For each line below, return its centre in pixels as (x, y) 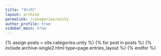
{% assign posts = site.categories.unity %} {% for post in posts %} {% (78, 42)
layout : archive (22, 14)
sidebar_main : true (26, 28)
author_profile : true (28, 24)
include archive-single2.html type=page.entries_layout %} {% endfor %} (81, 48)
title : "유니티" (21, 10)
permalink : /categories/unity (37, 19)
